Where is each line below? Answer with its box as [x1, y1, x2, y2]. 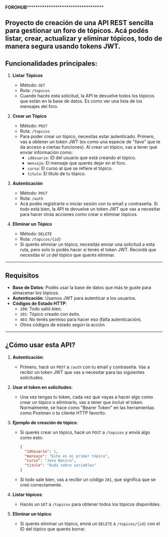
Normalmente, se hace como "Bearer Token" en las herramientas [19, 404, 154, 410]
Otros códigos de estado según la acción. [19, 322, 106, 328]
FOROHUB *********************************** [5, 5, 104, 10]
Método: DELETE [19, 231, 52, 237]
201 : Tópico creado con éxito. [19, 311, 81, 317]
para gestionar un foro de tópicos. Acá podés [5, 27, 149, 35]
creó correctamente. [19, 482, 62, 488]
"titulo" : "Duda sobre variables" [24, 463, 96, 468]
